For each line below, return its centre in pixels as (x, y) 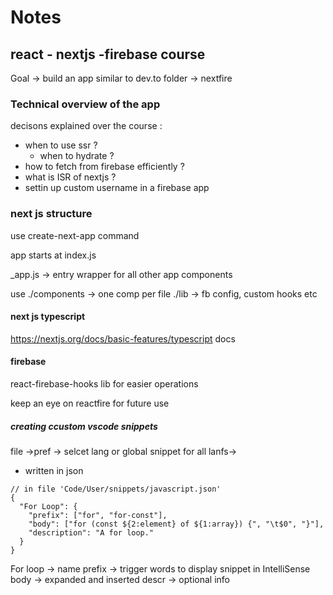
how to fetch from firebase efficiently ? (104, 167)
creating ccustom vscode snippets (84, 426)
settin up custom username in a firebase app (117, 188)
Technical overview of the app (85, 104)
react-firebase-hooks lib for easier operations (104, 384)
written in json (54, 470)
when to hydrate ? (77, 156)
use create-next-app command (75, 235)
